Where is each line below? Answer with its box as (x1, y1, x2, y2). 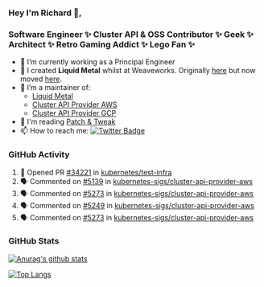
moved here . (19, 74, 63, 84)
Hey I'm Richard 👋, (8, 7, 82, 18)
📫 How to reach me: (19, 126, 89, 136)
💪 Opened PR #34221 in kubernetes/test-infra (19, 167, 172, 177)
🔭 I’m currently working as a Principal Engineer (19, 57, 175, 67)
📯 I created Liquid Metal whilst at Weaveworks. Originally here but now (19, 66, 256, 76)
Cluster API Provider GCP (31, 109, 117, 118)
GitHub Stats (8, 236, 60, 247)
